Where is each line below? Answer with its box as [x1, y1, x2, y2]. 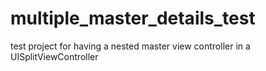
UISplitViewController [10, 50, 99, 62]
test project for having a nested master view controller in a [10, 40, 251, 52]
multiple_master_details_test [10, 7, 256, 30]
